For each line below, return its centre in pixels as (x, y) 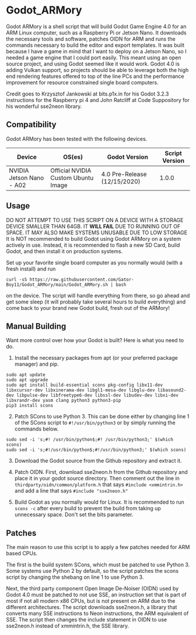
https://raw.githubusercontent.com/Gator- (82, 279)
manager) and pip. (37, 364)
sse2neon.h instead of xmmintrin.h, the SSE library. (68, 626)
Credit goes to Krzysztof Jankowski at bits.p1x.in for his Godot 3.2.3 (87, 94)
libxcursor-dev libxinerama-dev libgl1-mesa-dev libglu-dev (81, 390)
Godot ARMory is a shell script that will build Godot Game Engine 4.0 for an (96, 26)
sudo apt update (26, 375)
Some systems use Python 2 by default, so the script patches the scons (92, 571)
